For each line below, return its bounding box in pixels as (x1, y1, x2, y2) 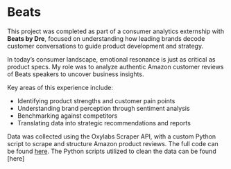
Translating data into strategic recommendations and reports (17, 118, 191, 127)
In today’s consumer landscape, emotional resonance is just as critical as (7, 55, 216, 63)
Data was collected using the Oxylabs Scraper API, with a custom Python (7, 132, 216, 141)
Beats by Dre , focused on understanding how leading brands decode (7, 34, 205, 42)
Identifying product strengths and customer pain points (17, 96, 176, 105)
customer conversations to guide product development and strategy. (7, 42, 203, 50)
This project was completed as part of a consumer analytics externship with (7, 27, 224, 35)
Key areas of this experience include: (7, 83, 113, 91)
